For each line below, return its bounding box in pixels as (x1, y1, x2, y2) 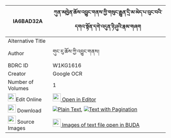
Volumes (8, 85, 29, 92)
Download (17, 107, 42, 114)
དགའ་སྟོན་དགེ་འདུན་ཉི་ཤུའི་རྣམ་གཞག (74, 23, 141, 30)
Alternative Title (8, 38, 46, 44)
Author (8, 49, 24, 57)
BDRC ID (8, 62, 29, 69)
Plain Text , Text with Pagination (58, 105, 137, 113)
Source (17, 118, 35, 125)
